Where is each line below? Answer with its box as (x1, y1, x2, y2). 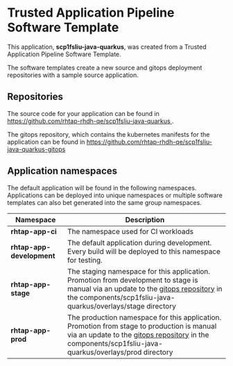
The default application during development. (67, 238, 212, 247)
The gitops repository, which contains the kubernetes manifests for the (7, 130, 210, 138)
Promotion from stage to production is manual (67, 321, 217, 331)
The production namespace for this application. (67, 313, 222, 322)
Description (125, 215, 165, 224)
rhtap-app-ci (10, 226, 57, 236)
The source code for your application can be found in (7, 109, 159, 117)
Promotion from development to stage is (67, 275, 198, 285)
